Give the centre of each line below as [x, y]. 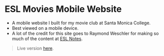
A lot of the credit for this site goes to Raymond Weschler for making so [85, 33]
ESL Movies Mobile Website [63, 9]
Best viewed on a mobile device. [45, 28]
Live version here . [35, 48]
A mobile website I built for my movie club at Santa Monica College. [81, 23]
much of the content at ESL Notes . [47, 39]
